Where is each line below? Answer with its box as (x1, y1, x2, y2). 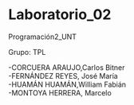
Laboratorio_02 (8, 6, 112, 24)
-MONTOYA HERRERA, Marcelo (8, 87, 112, 97)
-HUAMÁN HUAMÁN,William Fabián (8, 80, 126, 89)
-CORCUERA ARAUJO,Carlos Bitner (8, 62, 125, 72)
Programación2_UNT (8, 32, 77, 41)
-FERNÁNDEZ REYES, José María (8, 71, 118, 80)
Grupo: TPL (8, 47, 46, 56)
